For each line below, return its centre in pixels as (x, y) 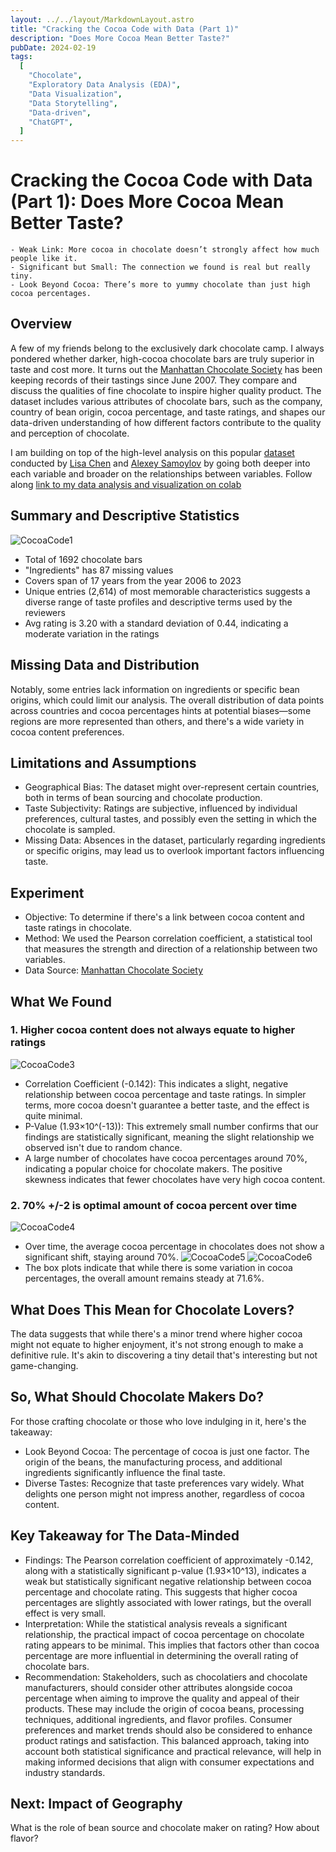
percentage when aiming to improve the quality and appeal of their (162, 1698)
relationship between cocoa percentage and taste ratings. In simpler (165, 1094)
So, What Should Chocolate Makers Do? (137, 1397)
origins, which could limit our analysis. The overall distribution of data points (167, 700)
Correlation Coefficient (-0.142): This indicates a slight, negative (156, 1083)
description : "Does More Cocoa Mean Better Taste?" (120, 38)
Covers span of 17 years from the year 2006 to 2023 (133, 580)
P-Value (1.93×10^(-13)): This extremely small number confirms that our (171, 1126)
